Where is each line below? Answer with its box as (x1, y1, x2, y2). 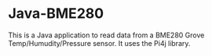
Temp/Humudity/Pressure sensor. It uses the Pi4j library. (8, 38, 191, 47)
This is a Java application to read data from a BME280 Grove (8, 30, 205, 40)
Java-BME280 (8, 5, 104, 23)
